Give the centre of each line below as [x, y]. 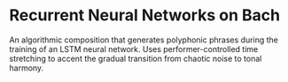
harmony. [27, 68]
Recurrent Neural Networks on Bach [145, 15]
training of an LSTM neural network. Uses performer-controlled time [134, 48]
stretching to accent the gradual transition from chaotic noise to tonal [136, 58]
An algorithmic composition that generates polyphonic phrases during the [144, 40]
